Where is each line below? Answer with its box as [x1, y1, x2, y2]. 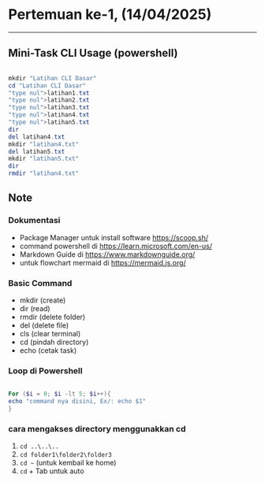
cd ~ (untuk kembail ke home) [19, 458, 117, 468]
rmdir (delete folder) [19, 312, 86, 321]
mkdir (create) [19, 295, 66, 305]
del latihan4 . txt [8, 132, 65, 141]
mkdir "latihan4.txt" [8, 140, 80, 148]
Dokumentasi [8, 215, 61, 226]
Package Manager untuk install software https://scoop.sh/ [19, 232, 209, 242]
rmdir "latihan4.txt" [8, 169, 80, 178]
